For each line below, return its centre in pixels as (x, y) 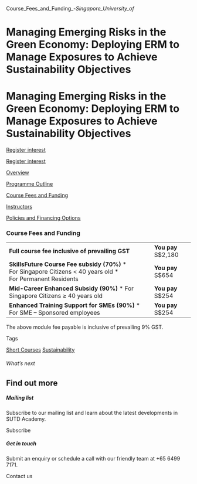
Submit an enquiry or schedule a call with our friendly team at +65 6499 (93, 458)
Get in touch (21, 444)
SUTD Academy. (26, 419)
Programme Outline (30, 184)
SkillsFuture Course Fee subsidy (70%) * (68, 264)
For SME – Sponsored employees (55, 313)
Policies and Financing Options (43, 218)
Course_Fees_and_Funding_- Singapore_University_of (70, 8)
